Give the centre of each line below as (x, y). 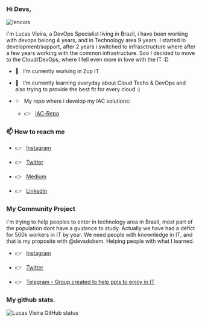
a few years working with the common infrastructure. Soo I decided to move (101, 53)
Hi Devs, (19, 9)
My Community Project (41, 208)
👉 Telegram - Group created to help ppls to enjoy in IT (85, 282)
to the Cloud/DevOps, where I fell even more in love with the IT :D (87, 60)
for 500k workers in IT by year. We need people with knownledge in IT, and (99, 234)
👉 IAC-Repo (42, 114)
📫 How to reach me (36, 132)
